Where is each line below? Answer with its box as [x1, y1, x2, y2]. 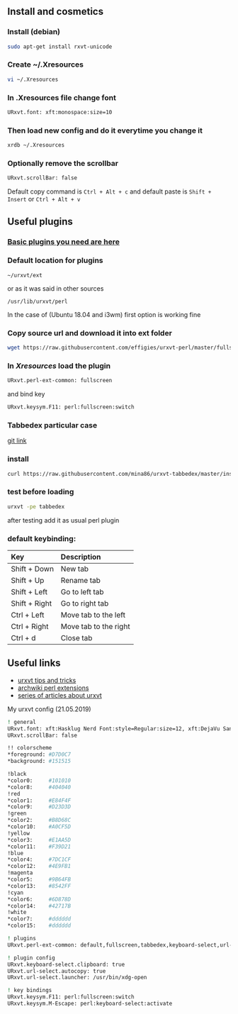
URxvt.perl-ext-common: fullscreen [7, 377, 113, 384]
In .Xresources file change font [7, 92, 117, 102]
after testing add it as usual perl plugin [7, 516, 120, 524]
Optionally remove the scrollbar [7, 159, 119, 168]
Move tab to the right [60, 622, 130, 632]
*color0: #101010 [7, 776, 72, 784]
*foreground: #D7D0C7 [7, 751, 72, 758]
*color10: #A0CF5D [7, 823, 72, 830]
